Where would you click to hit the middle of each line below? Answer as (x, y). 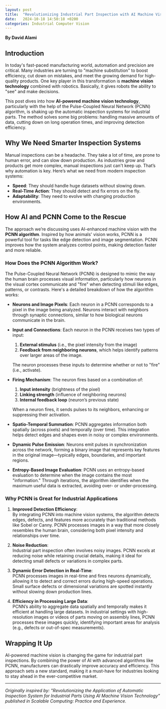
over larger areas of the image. (51, 355)
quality (12, 81)
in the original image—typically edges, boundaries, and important (79, 455)
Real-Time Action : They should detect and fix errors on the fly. (76, 191)
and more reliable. (23, 250)
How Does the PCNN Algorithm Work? (52, 263)
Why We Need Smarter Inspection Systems (73, 143)
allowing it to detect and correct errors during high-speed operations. (83, 581)
